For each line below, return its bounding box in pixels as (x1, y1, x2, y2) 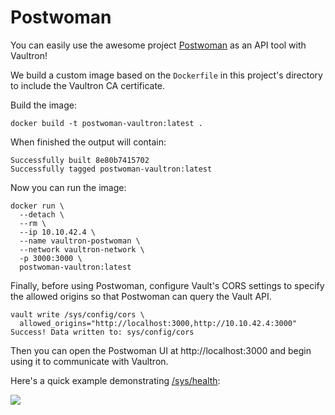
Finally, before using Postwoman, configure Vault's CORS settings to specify (10, 279, 325, 291)
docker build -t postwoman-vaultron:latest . (10, 118, 203, 128)
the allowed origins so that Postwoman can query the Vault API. (10, 290, 272, 302)
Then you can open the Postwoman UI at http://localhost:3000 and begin (10, 344, 312, 356)
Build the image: (10, 99, 77, 111)
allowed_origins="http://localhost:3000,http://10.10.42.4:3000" (19, 318, 298, 328)
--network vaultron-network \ (19, 244, 145, 255)
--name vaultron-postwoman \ (19, 236, 141, 246)
